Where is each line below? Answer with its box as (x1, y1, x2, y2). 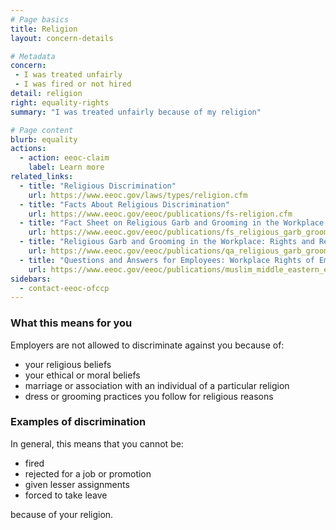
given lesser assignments (24, 478, 130, 490)
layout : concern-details (10, 33, 114, 43)
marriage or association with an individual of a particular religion (24, 379, 290, 391)
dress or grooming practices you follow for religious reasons (24, 390, 274, 402)
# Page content (10, 125, 74, 135)
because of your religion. (10, 508, 114, 520)
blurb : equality (10, 134, 78, 145)
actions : (10, 144, 47, 154)
